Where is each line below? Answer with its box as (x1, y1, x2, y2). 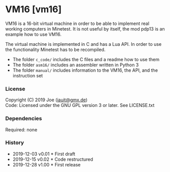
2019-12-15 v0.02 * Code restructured (12, 156, 93, 162)
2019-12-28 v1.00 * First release (12, 161, 81, 167)
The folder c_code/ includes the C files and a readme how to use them (12, 56, 159, 62)
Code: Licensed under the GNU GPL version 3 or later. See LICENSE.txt (5, 102, 155, 108)
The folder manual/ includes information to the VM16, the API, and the (12, 67, 158, 73)
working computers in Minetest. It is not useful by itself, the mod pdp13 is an (5, 25, 165, 32)
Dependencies (5, 115, 42, 122)
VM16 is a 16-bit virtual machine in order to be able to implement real (5, 20, 150, 26)
